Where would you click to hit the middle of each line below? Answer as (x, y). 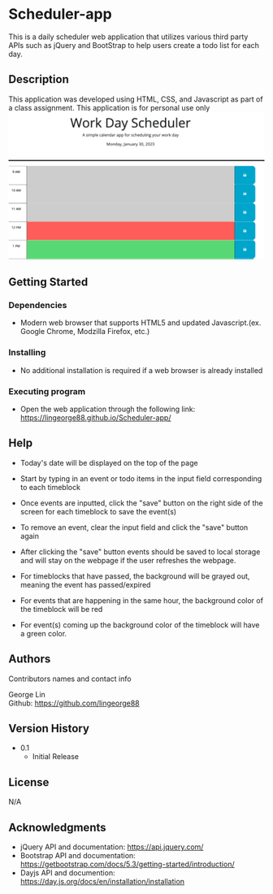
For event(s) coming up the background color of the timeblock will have (140, 625)
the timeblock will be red (61, 609)
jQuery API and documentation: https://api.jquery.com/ (112, 847)
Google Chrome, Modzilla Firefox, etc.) (85, 332)
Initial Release (56, 757)
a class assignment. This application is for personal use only (109, 107)
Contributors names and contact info (70, 679)
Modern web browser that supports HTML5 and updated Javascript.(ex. (141, 323)
